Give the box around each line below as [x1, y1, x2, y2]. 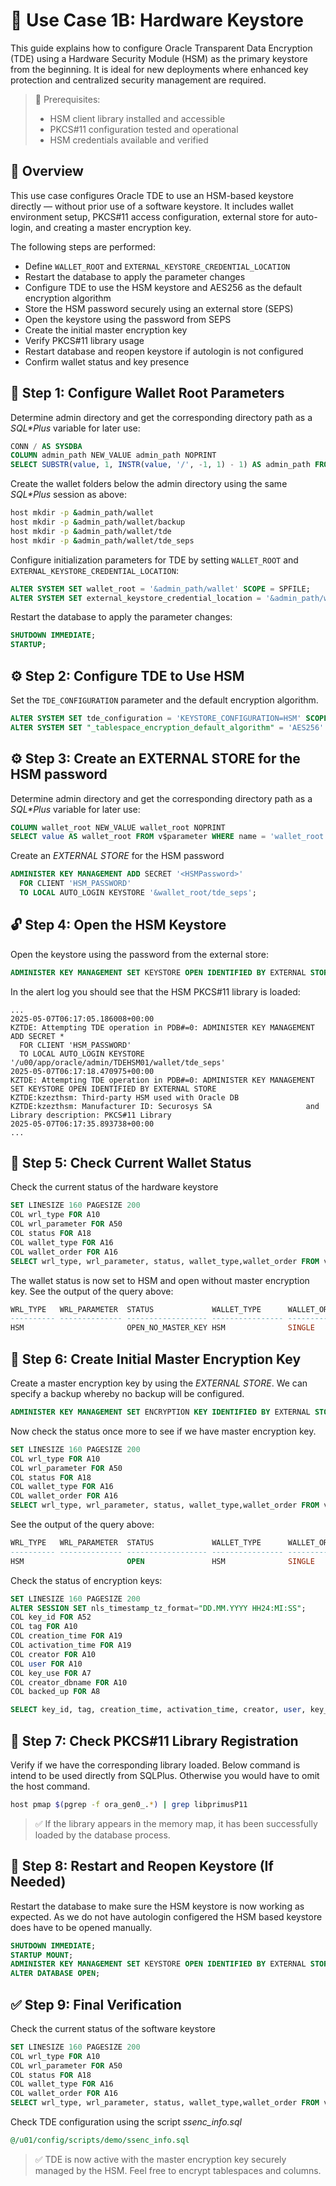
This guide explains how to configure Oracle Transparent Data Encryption [10, 42, 313, 54]
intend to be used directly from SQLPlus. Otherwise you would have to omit [10, 1769, 320, 1781]
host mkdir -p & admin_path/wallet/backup [10, 517, 186, 528]
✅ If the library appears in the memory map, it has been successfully [34, 1817, 318, 1829]
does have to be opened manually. [10, 1921, 153, 1933]
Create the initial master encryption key [24, 324, 188, 336]
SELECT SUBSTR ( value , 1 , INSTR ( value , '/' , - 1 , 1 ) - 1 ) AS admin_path [10, 460, 311, 470]
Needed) [10, 1874, 67, 1891]
